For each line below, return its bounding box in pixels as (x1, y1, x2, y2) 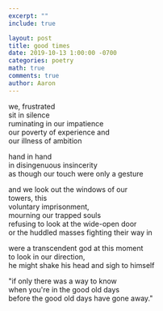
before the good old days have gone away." (8, 293, 153, 303)
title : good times (8, 41, 70, 49)
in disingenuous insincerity (8, 160, 98, 170)
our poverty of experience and (8, 127, 111, 137)
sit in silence (8, 110, 50, 120)
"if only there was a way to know (8, 276, 117, 286)
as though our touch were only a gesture (8, 168, 144, 178)
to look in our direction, (8, 252, 86, 262)
